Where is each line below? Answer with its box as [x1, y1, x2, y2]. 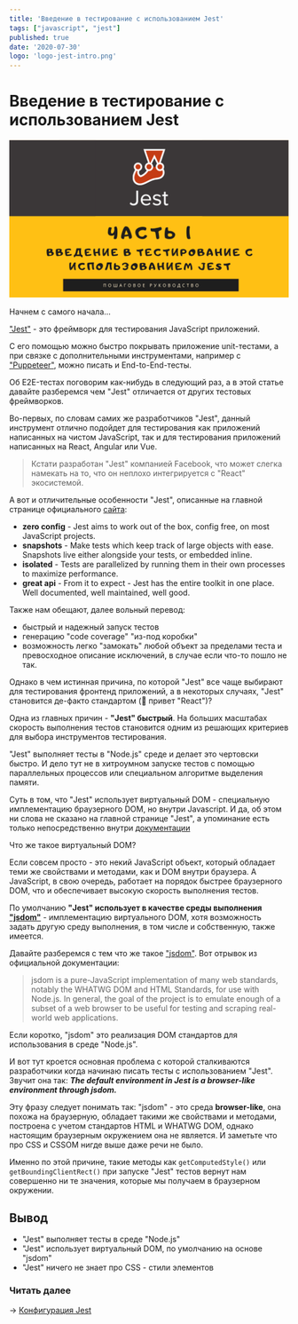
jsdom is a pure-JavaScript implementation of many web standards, [30, 974, 278, 985]
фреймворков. [9, 395, 64, 406]
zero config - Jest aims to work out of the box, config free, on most [21, 520, 271, 532]
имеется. [9, 931, 44, 941]
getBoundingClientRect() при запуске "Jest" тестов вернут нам [9, 1166, 247, 1177]
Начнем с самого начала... [9, 306, 111, 317]
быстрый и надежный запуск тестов [21, 622, 160, 632]
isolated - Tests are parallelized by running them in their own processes [21, 559, 286, 569]
